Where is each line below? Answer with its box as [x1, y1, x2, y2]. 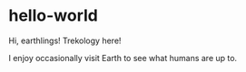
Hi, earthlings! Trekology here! [8, 35, 122, 46]
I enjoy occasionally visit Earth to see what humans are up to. [8, 52, 238, 63]
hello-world [8, 5, 99, 26]
